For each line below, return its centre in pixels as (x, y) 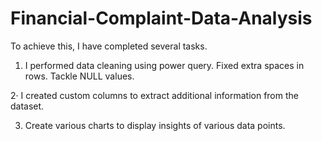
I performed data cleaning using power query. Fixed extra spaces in (164, 65)
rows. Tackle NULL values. (79, 76)
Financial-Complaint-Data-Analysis (161, 18)
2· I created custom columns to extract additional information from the (154, 95)
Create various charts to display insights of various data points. (155, 125)
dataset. (27, 106)
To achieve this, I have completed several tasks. (109, 46)
